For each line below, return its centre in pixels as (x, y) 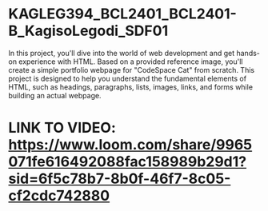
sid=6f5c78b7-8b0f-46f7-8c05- (120, 179)
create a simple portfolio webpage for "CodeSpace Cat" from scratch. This (131, 70)
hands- (248, 53)
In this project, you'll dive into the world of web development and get (122, 53)
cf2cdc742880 (59, 196)
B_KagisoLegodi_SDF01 (88, 31)
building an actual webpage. (55, 95)
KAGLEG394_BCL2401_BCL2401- (123, 14)
